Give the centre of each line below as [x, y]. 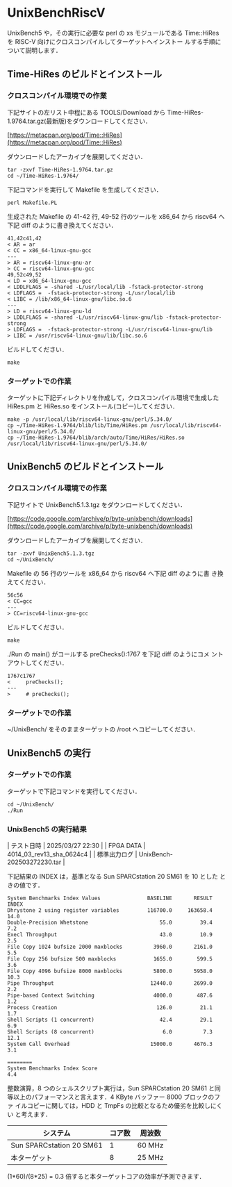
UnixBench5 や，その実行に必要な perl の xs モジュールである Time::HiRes [113, 33]
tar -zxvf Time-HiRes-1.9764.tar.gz [60, 169]
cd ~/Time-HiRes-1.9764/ [43, 176]
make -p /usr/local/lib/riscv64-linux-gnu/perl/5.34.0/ [90, 419]
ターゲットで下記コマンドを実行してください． [74, 791]
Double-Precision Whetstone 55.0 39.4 [110, 922]
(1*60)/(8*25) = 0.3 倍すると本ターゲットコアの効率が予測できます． [106, 1176]
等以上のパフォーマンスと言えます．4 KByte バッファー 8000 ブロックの [111, 1097]
